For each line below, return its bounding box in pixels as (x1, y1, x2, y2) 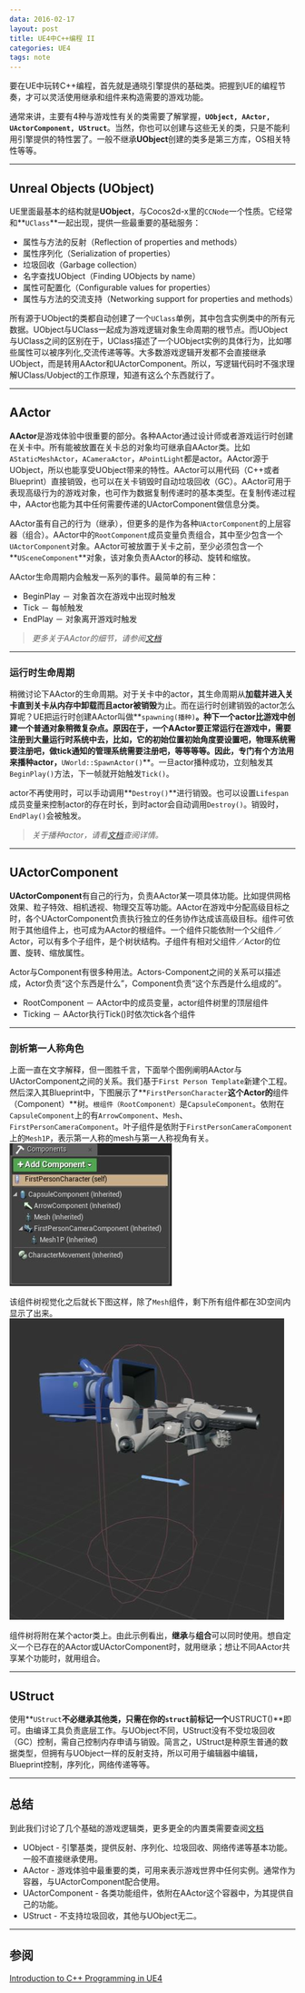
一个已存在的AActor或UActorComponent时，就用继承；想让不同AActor (16, 1642, 283, 1653)
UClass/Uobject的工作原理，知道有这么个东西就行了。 (16, 369, 220, 380)
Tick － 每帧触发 (22, 601, 84, 613)
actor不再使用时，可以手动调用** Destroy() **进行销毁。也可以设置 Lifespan (9, 788, 289, 799)
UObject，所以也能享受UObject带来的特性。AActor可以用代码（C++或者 (9, 464, 280, 475)
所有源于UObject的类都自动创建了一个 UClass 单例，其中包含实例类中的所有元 (9, 312, 295, 323)
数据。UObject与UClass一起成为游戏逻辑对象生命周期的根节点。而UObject (9, 324, 289, 335)
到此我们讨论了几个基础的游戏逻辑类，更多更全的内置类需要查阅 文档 (9, 1822, 264, 1833)
